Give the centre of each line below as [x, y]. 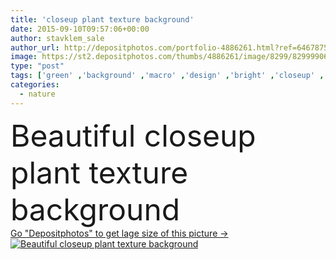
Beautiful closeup [133, 135]
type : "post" [37, 66]
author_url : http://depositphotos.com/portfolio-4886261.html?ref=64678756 [171, 47]
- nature [37, 94]
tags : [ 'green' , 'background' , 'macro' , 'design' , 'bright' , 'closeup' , [167, 76]
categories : [35, 85]
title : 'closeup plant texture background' [102, 19]
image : [24, 57]
